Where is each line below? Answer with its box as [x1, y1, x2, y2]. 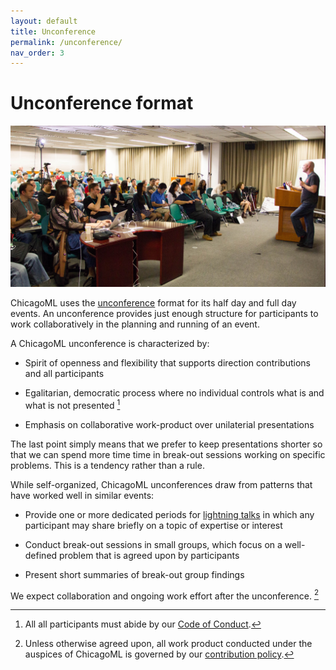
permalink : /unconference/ [10, 37, 123, 47]
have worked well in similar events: [10, 489, 155, 501]
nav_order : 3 [10, 48, 65, 58]
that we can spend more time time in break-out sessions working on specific [10, 448, 326, 460]
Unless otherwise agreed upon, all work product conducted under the [24, 638, 313, 650]
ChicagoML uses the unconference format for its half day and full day [10, 297, 297, 309]
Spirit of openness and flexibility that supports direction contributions [24, 357, 311, 369]
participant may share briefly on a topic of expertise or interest [24, 519, 283, 531]
